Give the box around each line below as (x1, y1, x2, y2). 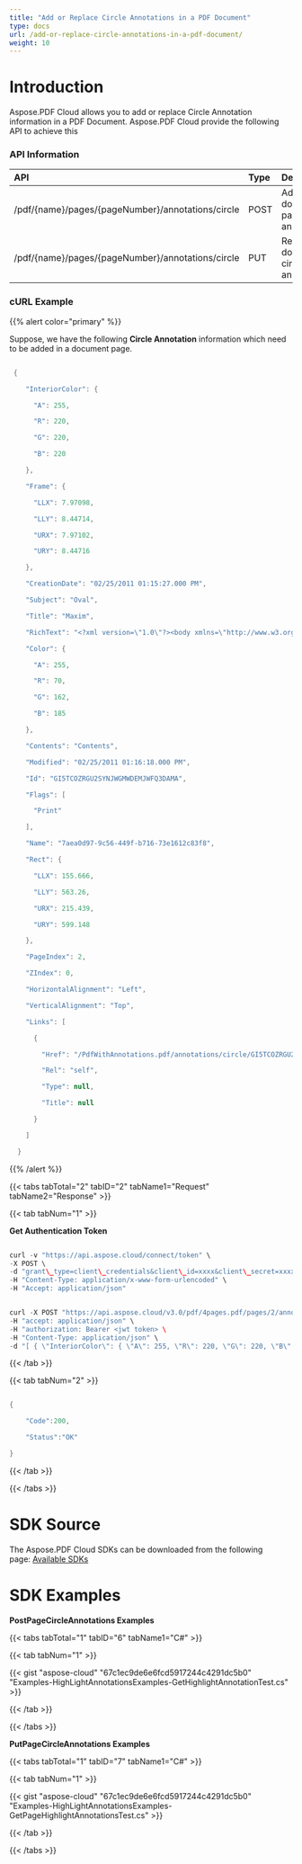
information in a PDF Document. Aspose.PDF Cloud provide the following (9, 116, 280, 127)
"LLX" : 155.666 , (32, 871, 94, 880)
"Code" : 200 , (25, 1417, 70, 1426)
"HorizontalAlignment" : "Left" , (25, 986, 147, 994)
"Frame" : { (25, 482, 67, 491)
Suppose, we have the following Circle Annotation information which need (9, 334, 287, 344)
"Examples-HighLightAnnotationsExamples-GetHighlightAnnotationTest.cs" (9, 1676, 289, 1687)
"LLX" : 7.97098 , (32, 498, 94, 507)
